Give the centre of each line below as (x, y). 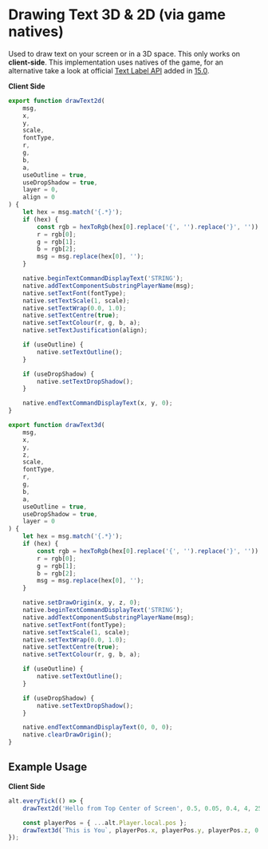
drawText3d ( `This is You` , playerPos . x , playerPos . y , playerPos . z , (137, 830)
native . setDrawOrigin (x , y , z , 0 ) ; (82, 603)
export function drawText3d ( (57, 425)
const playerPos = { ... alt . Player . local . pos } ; (105, 823)
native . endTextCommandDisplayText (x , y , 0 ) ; (98, 403)
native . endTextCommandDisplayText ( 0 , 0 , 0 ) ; (98, 728)
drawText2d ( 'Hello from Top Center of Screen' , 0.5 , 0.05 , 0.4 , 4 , (137, 808)
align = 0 (39, 197)
